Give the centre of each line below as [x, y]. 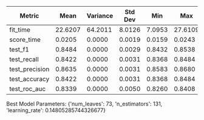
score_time [25, 40]
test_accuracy [29, 79]
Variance [100, 16]
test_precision [29, 69]
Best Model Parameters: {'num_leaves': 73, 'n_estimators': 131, [84, 104]
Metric [29, 16]
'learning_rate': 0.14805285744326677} [56, 110]
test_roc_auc [28, 89]
